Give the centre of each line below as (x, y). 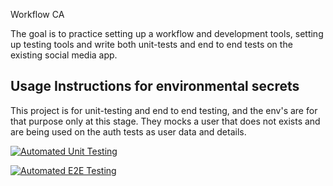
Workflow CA (37, 14)
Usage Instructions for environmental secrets (155, 86)
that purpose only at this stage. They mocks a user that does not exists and (165, 121)
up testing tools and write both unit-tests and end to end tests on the (151, 44)
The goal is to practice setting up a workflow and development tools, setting (167, 33)
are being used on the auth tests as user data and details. (128, 131)
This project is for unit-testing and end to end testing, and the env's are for (164, 110)
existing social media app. (64, 55)
